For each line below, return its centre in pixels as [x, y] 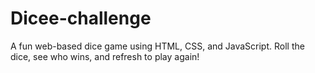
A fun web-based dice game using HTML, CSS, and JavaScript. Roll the [157, 46]
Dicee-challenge [81, 18]
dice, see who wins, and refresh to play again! [105, 56]
